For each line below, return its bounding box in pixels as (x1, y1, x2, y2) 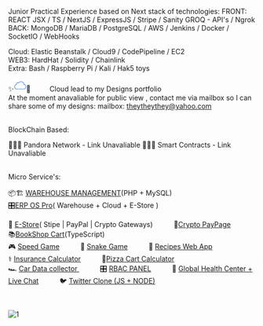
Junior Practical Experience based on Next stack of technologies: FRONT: (8, 7, 247, 16)
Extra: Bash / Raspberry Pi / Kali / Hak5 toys (8, 64, 151, 73)
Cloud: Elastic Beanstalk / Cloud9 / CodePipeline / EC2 (8, 47, 185, 56)
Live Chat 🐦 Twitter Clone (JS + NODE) (8, 277, 155, 285)
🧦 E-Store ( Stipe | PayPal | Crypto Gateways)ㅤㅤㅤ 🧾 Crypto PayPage (8, 220, 232, 229)
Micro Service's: (8, 172, 61, 181)
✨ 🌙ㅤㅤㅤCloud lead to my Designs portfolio (8, 84, 163, 93)
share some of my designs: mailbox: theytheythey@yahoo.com (8, 101, 212, 111)
